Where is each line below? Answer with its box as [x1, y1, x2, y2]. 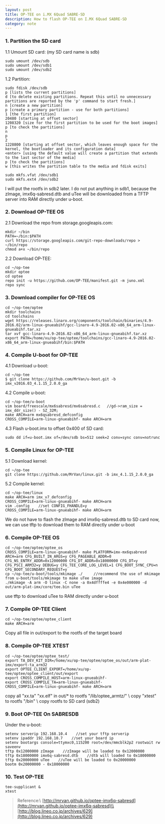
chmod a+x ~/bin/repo [5, 247, 50, 251]
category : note [5, 21, 37, 26]
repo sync [5, 282, 26, 287]
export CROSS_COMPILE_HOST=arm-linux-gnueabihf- [5, 675, 107, 680]
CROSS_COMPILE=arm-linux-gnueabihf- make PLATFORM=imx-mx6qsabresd [5, 550, 147, 555]
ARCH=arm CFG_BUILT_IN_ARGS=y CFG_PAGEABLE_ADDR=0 [5, 554, 112, 559]
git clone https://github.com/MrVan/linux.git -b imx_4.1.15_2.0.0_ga [5, 472, 154, 477]
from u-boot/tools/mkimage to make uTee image [5, 576, 103, 581]
